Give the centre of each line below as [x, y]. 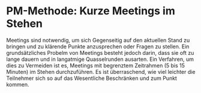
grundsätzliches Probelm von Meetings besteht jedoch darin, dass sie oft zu [100, 52]
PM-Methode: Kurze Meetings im [91, 11]
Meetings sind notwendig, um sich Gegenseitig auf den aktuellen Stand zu [98, 40]
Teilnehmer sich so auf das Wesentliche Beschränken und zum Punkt [91, 78]
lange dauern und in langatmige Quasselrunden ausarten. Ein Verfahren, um [100, 59]
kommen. [18, 84]
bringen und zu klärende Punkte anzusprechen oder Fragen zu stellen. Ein [98, 46]
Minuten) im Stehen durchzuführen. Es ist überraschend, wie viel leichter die [101, 72]
